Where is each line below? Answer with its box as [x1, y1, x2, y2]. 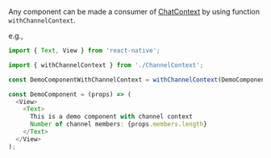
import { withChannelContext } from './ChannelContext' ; [8, 60, 204, 69]
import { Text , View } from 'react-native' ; [8, 47, 161, 55]
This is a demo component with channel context [29, 113, 194, 121]
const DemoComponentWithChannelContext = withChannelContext [8, 76, 219, 84]
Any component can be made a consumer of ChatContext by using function [8, 7, 261, 16]
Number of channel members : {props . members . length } [29, 120, 207, 128]
